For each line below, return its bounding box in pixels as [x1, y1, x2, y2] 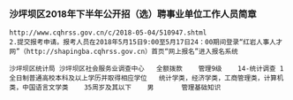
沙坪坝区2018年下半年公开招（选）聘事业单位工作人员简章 [9, 7, 258, 19]
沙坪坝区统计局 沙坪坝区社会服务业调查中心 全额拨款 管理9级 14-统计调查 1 [9, 65, 284, 73]
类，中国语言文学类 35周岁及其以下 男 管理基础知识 [9, 83, 222, 92]
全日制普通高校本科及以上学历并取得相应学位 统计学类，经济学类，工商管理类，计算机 [9, 73, 284, 83]
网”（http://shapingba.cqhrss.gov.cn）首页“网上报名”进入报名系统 [9, 47, 238, 57]
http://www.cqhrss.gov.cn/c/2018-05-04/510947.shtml [9, 28, 207, 37]
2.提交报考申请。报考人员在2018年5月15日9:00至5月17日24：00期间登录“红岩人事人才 [9, 38, 283, 47]
